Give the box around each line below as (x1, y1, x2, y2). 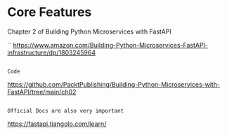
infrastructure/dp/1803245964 (7, 48, 96, 57)
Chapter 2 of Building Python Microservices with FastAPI (7, 27, 172, 36)
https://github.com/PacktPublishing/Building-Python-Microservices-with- (7, 80, 220, 88)
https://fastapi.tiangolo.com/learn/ (7, 120, 107, 128)
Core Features (7, 4, 92, 20)
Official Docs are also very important (7, 107, 124, 114)
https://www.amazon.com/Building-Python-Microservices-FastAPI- (13, 41, 209, 49)
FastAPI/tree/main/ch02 (7, 87, 77, 96)
